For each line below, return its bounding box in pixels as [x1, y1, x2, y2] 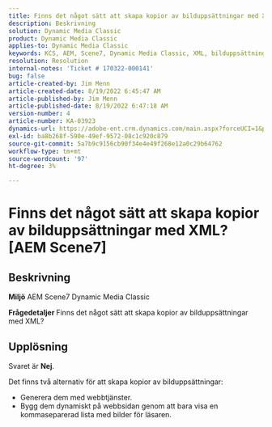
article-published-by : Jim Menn [8, 95, 117, 103]
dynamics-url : [8, 125, 57, 133]
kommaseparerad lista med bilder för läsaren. [19, 409, 172, 419]
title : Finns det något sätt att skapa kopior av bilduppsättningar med [8, 11, 259, 20]
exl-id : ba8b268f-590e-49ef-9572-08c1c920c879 [8, 132, 168, 140]
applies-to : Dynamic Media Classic [8, 42, 129, 50]
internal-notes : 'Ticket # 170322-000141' [8, 65, 154, 73]
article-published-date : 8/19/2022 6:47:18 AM [8, 102, 168, 110]
